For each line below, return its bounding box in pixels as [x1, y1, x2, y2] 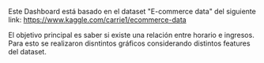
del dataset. [8, 47, 47, 56]
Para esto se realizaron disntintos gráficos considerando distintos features [8, 39, 251, 48]
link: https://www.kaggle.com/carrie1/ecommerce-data [8, 15, 187, 24]
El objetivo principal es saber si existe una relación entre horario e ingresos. [8, 31, 255, 39]
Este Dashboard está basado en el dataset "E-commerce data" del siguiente [8, 7, 257, 16]
